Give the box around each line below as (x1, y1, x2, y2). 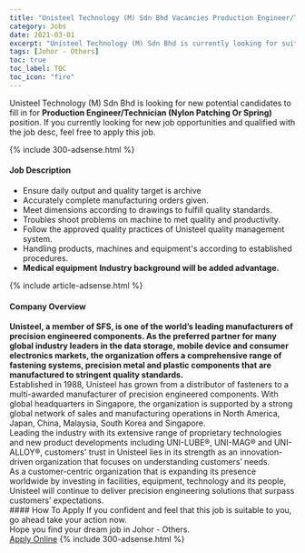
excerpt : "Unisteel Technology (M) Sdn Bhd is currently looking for (9, 38, 279, 48)
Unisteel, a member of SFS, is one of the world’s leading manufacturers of (9, 321, 293, 332)
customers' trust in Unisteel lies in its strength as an (44, 447, 239, 457)
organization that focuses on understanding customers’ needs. (34, 457, 271, 468)
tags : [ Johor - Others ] (9, 47, 100, 56)
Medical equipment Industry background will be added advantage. (22, 262, 280, 273)
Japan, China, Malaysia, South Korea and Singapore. (9, 417, 206, 428)
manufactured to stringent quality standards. (9, 369, 184, 380)
